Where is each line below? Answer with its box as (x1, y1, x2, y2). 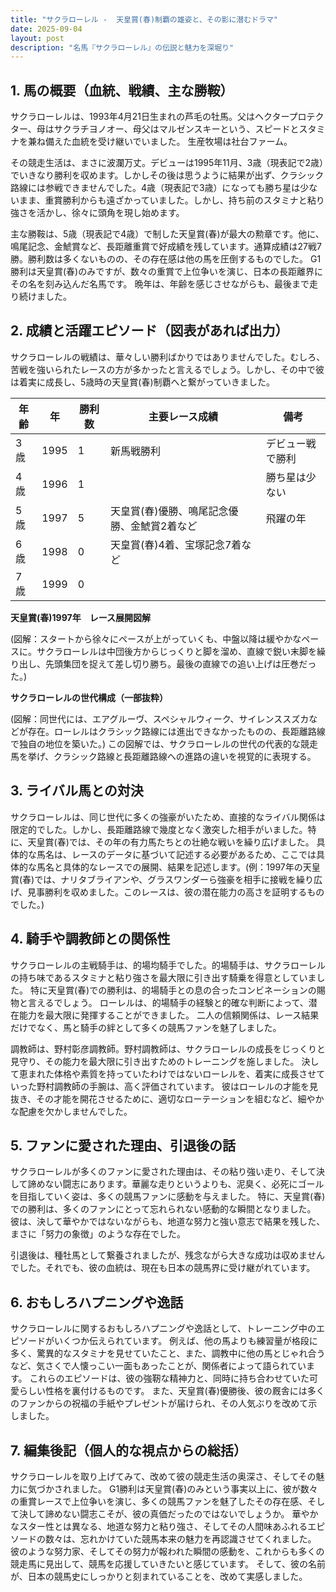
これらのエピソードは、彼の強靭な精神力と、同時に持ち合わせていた (29, 1372, 310, 1385)
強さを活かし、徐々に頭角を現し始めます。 (10, 207, 185, 219)
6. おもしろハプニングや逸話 (10, 1294, 184, 1311)
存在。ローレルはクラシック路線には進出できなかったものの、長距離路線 (27, 725, 326, 737)
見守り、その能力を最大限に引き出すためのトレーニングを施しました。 (10, 1055, 300, 1067)
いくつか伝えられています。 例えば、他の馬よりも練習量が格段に (53, 1335, 318, 1347)
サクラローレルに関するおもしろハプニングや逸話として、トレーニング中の (10, 1322, 317, 1335)
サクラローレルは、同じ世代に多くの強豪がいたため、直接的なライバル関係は (10, 811, 326, 823)
